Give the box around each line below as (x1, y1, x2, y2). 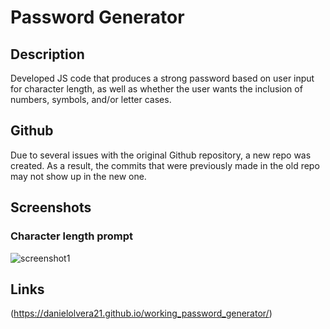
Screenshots (10, 199, 92, 216)
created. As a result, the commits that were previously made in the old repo (10, 159, 320, 171)
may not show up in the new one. (10, 170, 147, 182)
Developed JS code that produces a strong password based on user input (10, 72, 315, 84)
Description (10, 46, 85, 63)
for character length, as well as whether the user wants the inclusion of (10, 83, 303, 95)
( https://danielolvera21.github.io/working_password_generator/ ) (10, 307, 273, 320)
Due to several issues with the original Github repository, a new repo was (10, 149, 312, 161)
